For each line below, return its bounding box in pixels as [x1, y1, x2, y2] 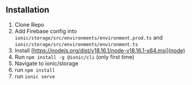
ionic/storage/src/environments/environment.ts [14, 41, 138, 47]
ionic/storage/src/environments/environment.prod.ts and [14, 33, 163, 41]
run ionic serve [14, 72, 56, 80]
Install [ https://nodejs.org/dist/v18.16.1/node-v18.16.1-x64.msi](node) [14, 47, 186, 54]
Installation [6, 5, 50, 15]
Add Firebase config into [14, 27, 77, 35]
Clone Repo [14, 21, 45, 28]
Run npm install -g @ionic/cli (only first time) [14, 53, 135, 60]
